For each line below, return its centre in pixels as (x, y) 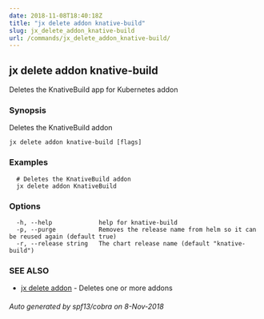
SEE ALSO (29, 270)
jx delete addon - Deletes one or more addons (96, 288)
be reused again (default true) (63, 237)
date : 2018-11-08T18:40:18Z (56, 16)
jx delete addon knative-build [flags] (76, 142)
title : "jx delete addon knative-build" (78, 23)
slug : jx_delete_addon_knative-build (72, 30)
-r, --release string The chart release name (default (113, 243)
